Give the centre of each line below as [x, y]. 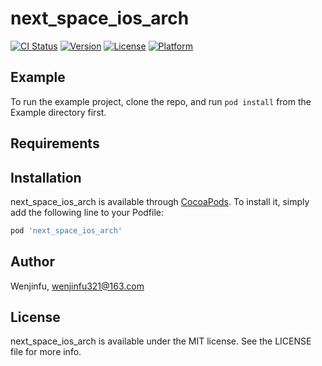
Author [32, 262]
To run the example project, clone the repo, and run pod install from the [161, 101]
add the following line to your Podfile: [87, 212]
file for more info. [46, 352]
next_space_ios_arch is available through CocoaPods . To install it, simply [160, 201]
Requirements [55, 143]
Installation [46, 177]
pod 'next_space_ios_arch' [66, 230]
